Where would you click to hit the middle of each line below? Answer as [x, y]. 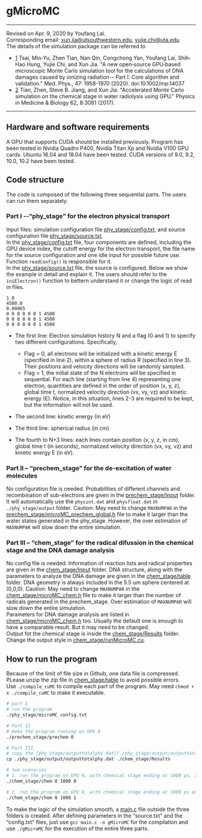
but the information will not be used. [69, 405]
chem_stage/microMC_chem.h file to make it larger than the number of [94, 595]
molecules [22, 476]
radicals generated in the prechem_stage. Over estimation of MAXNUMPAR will [99, 602]
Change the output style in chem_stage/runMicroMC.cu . [76, 640]
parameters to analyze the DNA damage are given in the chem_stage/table [99, 576]
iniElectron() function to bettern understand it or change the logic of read [99, 281]
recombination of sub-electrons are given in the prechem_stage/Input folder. [101, 495]
